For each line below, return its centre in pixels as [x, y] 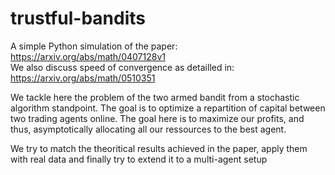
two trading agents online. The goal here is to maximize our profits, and [157, 118]
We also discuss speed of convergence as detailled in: [122, 67]
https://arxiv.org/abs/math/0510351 [83, 78]
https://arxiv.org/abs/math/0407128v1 [88, 56]
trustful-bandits [78, 18]
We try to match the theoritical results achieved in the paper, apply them [159, 148]
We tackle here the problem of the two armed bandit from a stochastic [155, 97]
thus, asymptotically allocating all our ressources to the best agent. [148, 129]
